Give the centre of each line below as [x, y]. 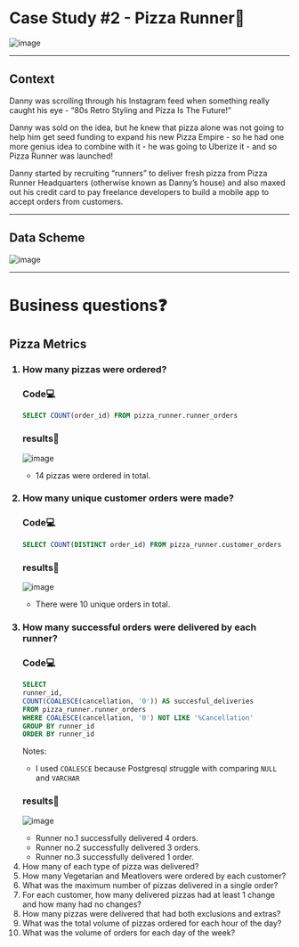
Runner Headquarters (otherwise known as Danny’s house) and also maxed [148, 183]
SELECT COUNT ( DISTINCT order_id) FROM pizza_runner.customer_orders [152, 544]
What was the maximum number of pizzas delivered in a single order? [150, 885]
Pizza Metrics [48, 344]
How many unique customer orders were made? [128, 498]
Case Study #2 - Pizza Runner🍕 [127, 18]
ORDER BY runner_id [58, 734]
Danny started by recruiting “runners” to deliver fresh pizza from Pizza [138, 173]
